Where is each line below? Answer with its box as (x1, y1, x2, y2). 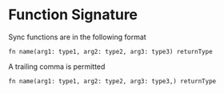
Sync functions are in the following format (8, 32, 146, 42)
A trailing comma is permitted (8, 62, 106, 71)
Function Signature (8, 6, 138, 24)
